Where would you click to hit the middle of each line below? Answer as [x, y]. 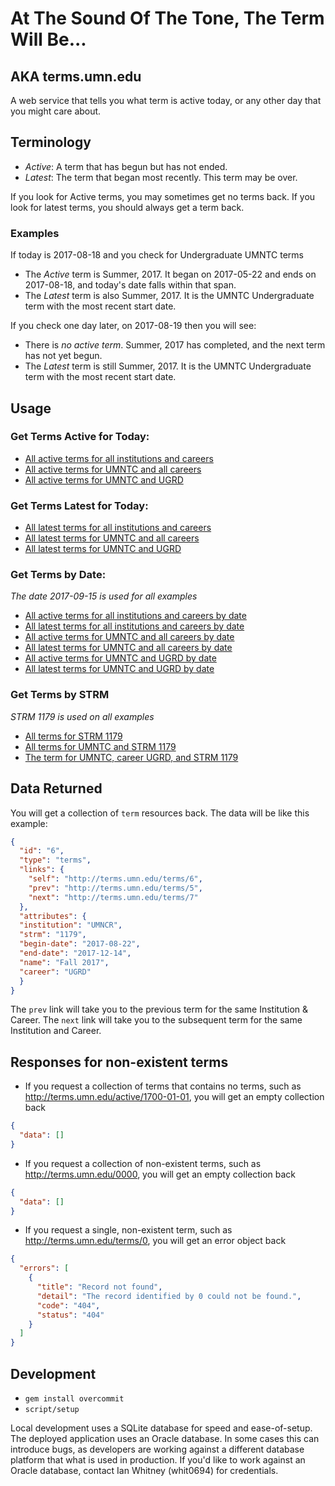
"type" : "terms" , [55, 860]
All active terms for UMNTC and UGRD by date [120, 658]
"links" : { [42, 870]
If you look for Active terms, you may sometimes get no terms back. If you [163, 196]
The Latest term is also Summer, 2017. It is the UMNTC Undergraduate [169, 296]
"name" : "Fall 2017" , [64, 962]
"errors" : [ [44, 1268]
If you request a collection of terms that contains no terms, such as [163, 1086]
